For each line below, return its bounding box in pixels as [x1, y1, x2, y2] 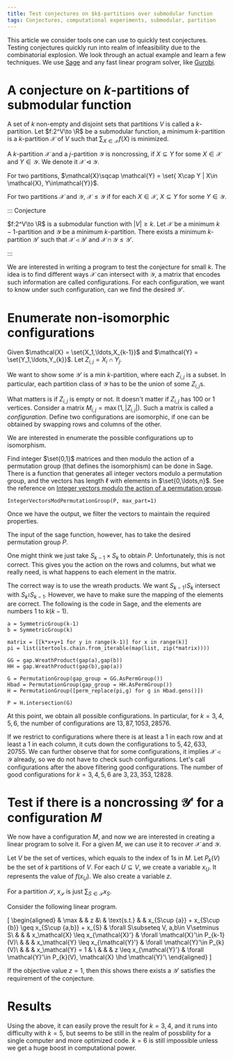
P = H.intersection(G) [7, 700, 73, 706]
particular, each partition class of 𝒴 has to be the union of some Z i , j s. [7, 380, 205, 389]
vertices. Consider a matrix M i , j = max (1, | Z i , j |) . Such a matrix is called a [7, 404, 214, 414]
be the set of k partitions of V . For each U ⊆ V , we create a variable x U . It [7, 863, 217, 873]
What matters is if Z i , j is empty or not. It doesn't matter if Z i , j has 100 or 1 [7, 394, 216, 405]
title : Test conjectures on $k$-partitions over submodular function [7, 10, 214, 17]
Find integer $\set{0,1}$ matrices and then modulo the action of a [7, 455, 195, 463]
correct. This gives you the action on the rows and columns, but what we [7, 560, 216, 569]
